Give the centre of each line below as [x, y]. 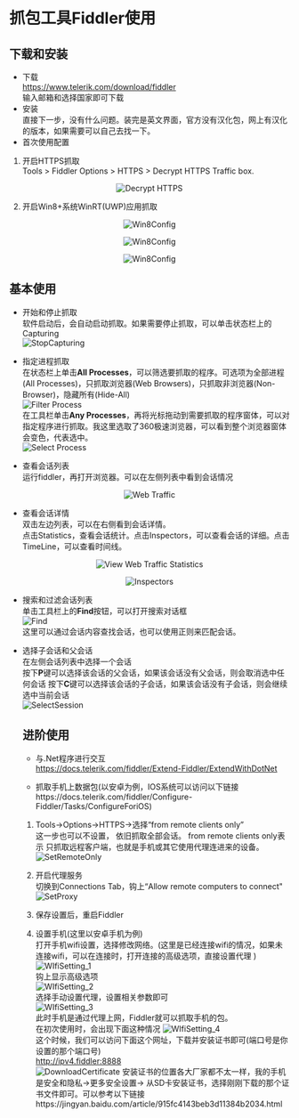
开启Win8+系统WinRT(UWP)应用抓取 [90, 207]
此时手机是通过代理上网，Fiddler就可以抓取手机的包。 [134, 1017]
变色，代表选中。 [61, 437]
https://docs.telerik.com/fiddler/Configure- [114, 797]
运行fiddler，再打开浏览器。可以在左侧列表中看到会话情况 [128, 476]
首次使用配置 [45, 142]
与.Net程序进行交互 [70, 758]
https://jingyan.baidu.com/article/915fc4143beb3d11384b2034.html [159, 1104]
